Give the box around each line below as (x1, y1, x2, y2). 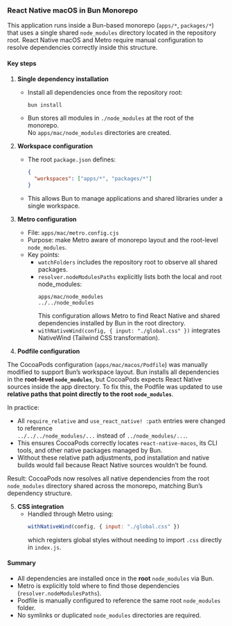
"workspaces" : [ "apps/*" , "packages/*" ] (33, 175, 152, 182)
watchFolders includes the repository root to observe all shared (37, 258, 218, 266)
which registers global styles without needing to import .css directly (27, 535, 222, 544)
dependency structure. (7, 489, 73, 497)
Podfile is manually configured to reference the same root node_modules (17, 596, 221, 605)
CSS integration (17, 503, 64, 510)
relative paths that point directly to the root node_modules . (7, 390, 175, 398)
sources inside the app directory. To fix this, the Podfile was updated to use (7, 383, 223, 391)
